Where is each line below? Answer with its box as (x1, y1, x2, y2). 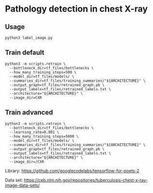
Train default (5, 48, 44, 57)
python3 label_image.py (5, 35, 53, 40)
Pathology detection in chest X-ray (5, 3, 148, 15)
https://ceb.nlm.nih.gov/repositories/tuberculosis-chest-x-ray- (24, 177, 148, 183)
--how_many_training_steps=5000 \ (9, 134, 79, 139)
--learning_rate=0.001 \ (9, 130, 59, 134)
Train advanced (5, 108, 53, 117)
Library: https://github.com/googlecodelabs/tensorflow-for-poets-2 (5, 168, 139, 174)
